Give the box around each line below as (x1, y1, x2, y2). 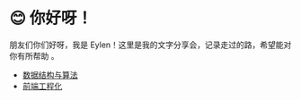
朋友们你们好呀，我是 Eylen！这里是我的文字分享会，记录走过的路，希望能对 (9, 39, 292, 50)
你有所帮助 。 (9, 50, 59, 61)
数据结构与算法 (22, 69, 78, 80)
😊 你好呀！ (9, 8, 93, 29)
